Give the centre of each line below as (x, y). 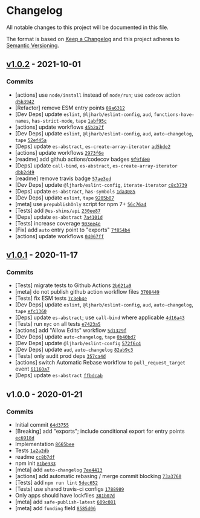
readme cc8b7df (35, 457)
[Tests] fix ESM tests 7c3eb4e (51, 298)
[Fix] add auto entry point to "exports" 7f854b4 (73, 230)
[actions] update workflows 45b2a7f (60, 127)
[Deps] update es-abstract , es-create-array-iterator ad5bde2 (93, 146)
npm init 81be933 (35, 463)
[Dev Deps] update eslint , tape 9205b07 (65, 198)
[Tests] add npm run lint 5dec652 (56, 482)
